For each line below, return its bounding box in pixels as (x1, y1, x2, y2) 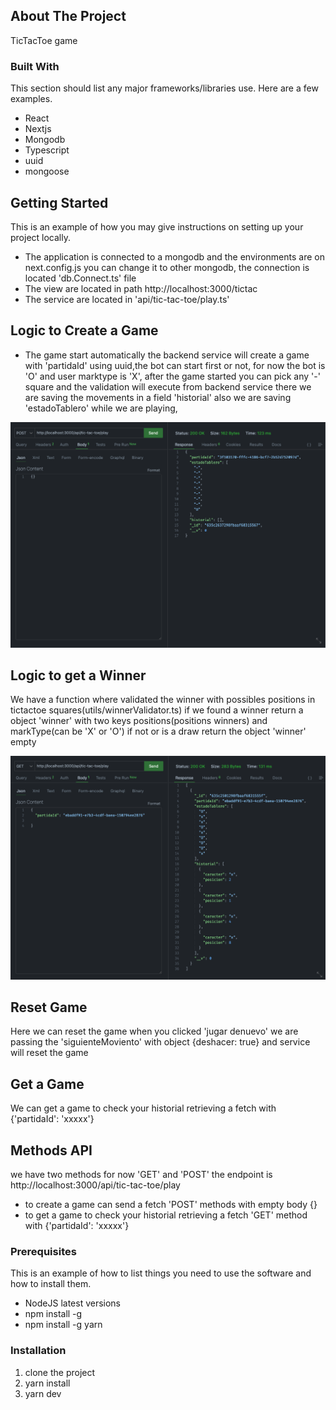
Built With (10, 59, 60, 73)
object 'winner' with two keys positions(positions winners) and (10, 715, 268, 727)
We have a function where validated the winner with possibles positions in (10, 694, 316, 706)
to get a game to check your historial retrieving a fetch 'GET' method (24, 1209, 308, 1221)
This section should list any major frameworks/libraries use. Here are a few (10, 82, 319, 94)
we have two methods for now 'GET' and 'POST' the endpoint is (10, 1169, 273, 1181)
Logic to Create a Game (10, 322, 159, 339)
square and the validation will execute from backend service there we (24, 380, 312, 393)
